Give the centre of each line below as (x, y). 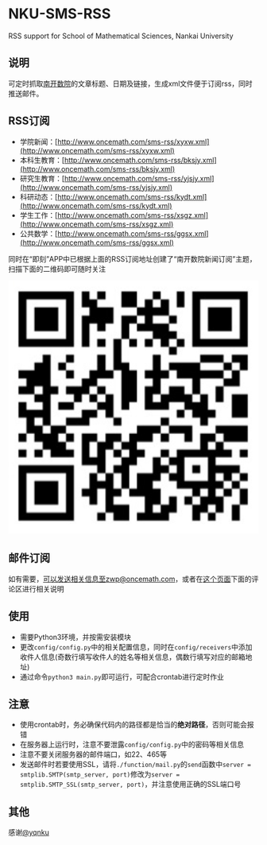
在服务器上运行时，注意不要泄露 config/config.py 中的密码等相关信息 (132, 745)
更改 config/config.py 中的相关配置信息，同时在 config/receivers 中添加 (136, 647)
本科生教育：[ (42, 160)
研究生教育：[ (42, 178)
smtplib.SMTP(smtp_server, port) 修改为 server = (100, 774)
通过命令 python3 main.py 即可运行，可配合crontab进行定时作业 (122, 676)
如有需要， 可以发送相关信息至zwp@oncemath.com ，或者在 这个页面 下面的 (130, 579)
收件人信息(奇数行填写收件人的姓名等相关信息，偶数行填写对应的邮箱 (132, 657)
